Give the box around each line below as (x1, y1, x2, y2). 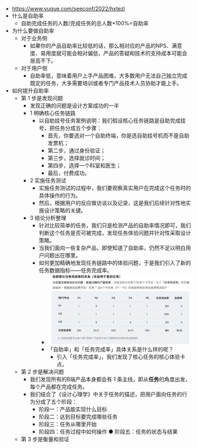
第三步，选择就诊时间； (47, 155, 106, 161)
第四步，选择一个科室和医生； (47, 162, 122, 169)
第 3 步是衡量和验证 (20, 435, 70, 443)
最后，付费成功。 (47, 169, 90, 176)
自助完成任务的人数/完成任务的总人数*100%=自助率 (20, 20, 149, 26)
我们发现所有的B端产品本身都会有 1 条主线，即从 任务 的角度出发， (29, 376, 191, 383)
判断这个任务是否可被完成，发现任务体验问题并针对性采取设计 (38, 229, 192, 236)
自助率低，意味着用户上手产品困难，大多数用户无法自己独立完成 (29, 72, 187, 79)
